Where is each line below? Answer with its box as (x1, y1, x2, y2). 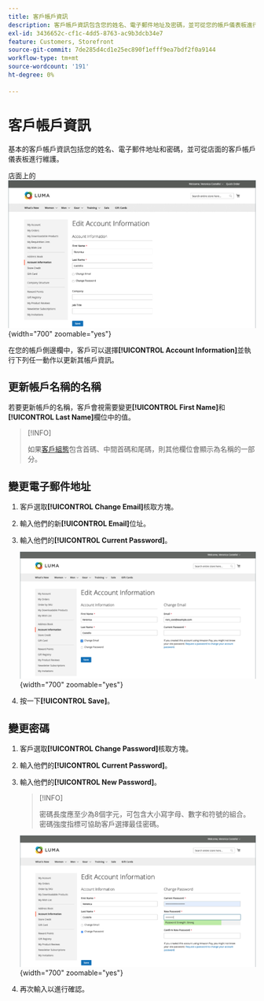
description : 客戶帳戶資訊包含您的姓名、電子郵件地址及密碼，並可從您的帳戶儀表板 (8, 20, 247, 29)
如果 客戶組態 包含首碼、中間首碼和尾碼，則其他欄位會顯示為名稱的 (27, 445, 241, 454)
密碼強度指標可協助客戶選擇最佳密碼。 (38, 819, 163, 828)
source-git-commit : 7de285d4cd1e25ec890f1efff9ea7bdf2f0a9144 (8, 46, 216, 54)
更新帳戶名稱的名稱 (8, 380, 101, 393)
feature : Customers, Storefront (8, 38, 114, 46)
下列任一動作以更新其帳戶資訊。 (14, 355, 119, 364)
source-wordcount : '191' (8, 63, 90, 71)
